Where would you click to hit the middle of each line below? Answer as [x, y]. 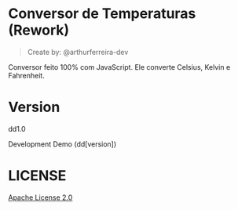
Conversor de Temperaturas [102, 14]
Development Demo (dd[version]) [62, 144]
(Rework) [39, 30]
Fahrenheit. [26, 75]
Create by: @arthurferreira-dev [78, 52]
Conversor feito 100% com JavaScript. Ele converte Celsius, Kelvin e [119, 67]
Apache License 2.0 [40, 197]
